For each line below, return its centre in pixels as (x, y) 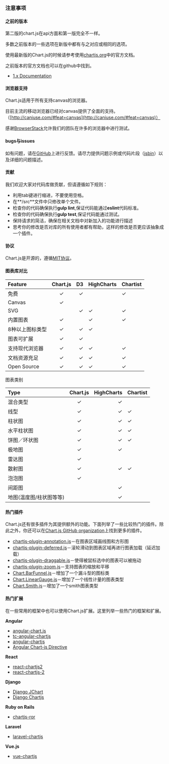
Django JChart (28, 691)
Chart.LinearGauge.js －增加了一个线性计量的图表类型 (68, 580)
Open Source (24, 367)
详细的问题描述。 (27, 160)
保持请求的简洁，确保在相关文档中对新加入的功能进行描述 (73, 220)
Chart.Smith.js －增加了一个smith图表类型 (55, 586)
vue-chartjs (25, 756)
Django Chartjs (28, 697)
